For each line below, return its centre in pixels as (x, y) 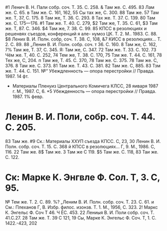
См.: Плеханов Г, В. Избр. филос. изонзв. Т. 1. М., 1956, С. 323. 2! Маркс (82, 207)
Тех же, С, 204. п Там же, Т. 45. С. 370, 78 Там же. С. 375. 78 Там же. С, (82, 60)
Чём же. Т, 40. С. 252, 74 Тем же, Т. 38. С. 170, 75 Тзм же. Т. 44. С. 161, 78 (83, 55)
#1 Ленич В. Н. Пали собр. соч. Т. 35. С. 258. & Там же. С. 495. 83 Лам (80, 7)
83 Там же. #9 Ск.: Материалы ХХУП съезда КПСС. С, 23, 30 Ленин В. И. (83, 141)
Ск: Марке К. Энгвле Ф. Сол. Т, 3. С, (83, 177)
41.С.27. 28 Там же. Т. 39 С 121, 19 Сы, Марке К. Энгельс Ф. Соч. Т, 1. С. (81, 217)
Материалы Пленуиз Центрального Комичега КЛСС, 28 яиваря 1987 (85, 86)
